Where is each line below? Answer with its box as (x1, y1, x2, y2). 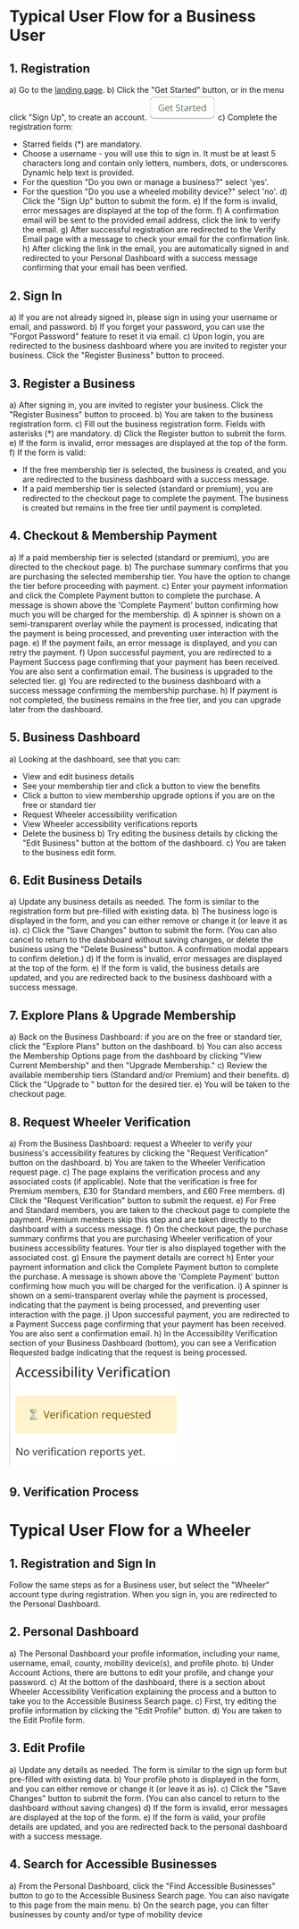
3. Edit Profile (9, 1740, 86, 1756)
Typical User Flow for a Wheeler (9, 1520, 252, 1541)
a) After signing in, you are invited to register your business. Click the (9, 400, 263, 410)
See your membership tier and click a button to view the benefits (21, 780, 261, 791)
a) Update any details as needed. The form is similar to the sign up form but (9, 1764, 287, 1775)
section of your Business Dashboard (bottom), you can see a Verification (9, 1338, 277, 1349)
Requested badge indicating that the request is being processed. (9, 1347, 248, 1358)
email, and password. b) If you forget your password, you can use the (9, 322, 265, 333)
